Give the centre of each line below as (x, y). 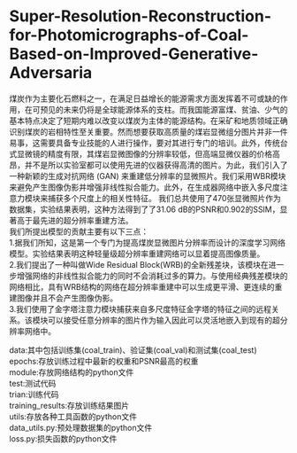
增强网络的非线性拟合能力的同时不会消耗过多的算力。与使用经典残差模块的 (152, 276)
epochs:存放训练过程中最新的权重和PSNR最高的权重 (104, 361)
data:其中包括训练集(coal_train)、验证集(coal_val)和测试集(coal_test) (133, 350)
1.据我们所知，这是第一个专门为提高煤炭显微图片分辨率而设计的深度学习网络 (147, 242)
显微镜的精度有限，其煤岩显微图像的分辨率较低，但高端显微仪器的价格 (144, 153)
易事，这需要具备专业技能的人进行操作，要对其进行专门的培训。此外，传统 (145, 143)
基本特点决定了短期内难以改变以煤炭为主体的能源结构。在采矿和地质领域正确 (148, 121)
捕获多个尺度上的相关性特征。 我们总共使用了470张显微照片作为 (164, 198)
